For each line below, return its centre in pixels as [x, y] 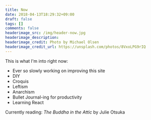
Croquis [20, 81]
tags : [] [14, 24]
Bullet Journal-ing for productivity [47, 97]
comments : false [22, 28]
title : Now [16, 10]
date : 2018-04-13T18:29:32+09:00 [40, 14]
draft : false [19, 19]
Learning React [28, 102]
